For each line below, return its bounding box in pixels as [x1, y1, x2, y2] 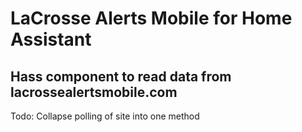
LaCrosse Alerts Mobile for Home [10, 7, 293, 30]
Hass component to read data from [10, 68, 232, 85]
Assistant [10, 28, 92, 51]
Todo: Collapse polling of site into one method [10, 110, 200, 122]
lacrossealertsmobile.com [10, 83, 178, 101]
